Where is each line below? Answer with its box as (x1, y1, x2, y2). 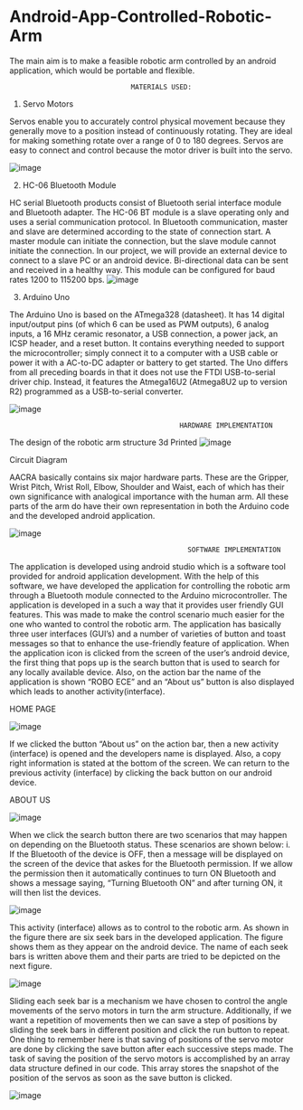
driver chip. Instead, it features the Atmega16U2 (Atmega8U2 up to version (9, 376, 288, 387)
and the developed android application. (9, 510, 156, 521)
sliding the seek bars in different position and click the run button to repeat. (9, 1024, 290, 1035)
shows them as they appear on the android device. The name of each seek (9, 941, 289, 952)
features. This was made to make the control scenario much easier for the (9, 608, 285, 620)
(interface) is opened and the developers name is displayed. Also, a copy (9, 748, 282, 758)
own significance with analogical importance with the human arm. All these (9, 491, 289, 502)
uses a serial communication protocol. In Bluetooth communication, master (9, 216, 289, 227)
